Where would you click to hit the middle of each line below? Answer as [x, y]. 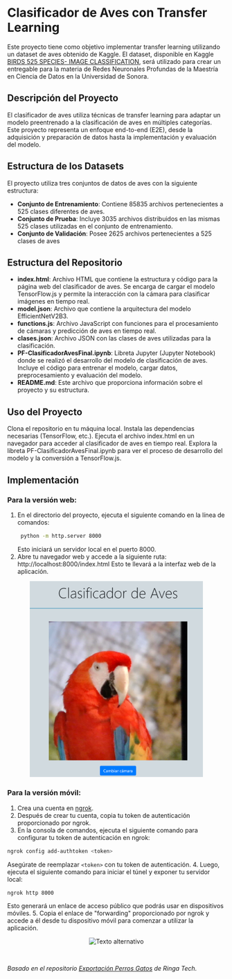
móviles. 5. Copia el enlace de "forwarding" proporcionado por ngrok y [108, 913]
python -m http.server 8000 [61, 536]
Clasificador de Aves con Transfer [107, 13]
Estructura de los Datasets [66, 166]
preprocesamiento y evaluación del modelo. [80, 375]
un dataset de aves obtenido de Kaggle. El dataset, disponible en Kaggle [110, 54]
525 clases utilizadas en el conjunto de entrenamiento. [95, 226]
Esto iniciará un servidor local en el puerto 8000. [87, 549]
